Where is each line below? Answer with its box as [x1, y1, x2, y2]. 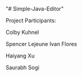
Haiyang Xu [5, 52, 35, 59]
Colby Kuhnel [5, 28, 39, 36]
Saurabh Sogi [5, 64, 40, 71]
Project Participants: [5, 17, 56, 24]
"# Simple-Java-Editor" [5, 5, 64, 12]
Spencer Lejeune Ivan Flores [5, 41, 77, 47]
